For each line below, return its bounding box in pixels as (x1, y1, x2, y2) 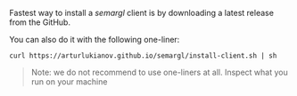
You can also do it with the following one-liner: (9, 35, 180, 44)
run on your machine (30, 76, 108, 87)
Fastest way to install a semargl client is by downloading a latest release (9, 8, 275, 18)
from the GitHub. (9, 17, 71, 28)
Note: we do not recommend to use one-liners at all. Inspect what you (30, 67, 288, 77)
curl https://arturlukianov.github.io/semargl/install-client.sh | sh (9, 52, 277, 60)
